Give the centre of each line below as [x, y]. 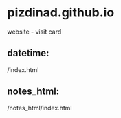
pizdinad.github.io [61, 13]
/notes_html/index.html [40, 108]
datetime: [28, 53]
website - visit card [34, 32]
